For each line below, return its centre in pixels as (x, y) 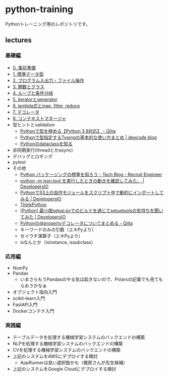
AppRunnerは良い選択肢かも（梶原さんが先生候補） (74, 363)
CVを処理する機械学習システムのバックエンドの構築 (67, 350)
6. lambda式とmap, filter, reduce (46, 105)
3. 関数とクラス (28, 87)
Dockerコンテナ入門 (33, 311)
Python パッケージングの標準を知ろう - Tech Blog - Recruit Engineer (91, 174)
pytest (19, 162)
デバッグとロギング (33, 156)
